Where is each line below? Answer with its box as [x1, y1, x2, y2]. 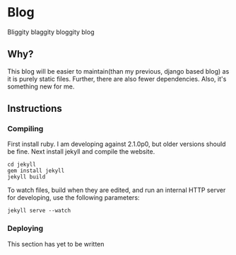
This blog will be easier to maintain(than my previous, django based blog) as [7, 67, 230, 75]
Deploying [7, 224, 44, 234]
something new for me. [7, 82, 75, 91]
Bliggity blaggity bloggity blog [7, 28, 95, 36]
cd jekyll [7, 161, 37, 169]
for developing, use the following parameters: [7, 193, 140, 202]
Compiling [7, 124, 44, 134]
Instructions [7, 103, 62, 115]
